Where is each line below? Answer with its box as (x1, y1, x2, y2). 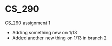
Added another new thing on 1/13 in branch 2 (12, 35, 107, 41)
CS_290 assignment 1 (5, 20, 51, 26)
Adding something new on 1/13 (12, 29, 77, 35)
